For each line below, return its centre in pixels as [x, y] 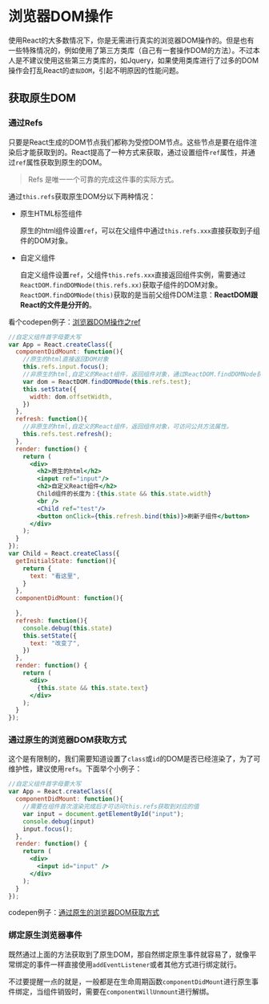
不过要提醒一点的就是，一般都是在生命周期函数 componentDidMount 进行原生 [130, 982]
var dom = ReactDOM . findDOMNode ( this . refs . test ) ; [107, 382]
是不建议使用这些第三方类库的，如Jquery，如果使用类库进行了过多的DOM [137, 60]
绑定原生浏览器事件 [45, 935]
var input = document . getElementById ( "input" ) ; [103, 814]
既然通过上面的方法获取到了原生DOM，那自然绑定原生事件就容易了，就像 [129, 954]
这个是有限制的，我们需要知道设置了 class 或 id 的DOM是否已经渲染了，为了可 [134, 759]
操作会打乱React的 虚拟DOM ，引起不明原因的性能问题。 [96, 70]
